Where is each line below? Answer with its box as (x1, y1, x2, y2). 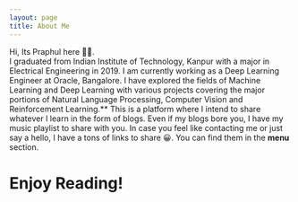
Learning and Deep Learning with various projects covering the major (9, 84, 266, 95)
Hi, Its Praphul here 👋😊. (9, 46, 96, 57)
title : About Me (9, 22, 70, 31)
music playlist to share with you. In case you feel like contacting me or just (9, 122, 284, 133)
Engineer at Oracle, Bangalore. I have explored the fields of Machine (9, 75, 261, 85)
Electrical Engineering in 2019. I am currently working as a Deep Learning (9, 65, 280, 76)
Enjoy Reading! (9, 172, 123, 193)
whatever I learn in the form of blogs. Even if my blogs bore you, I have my (9, 113, 284, 124)
